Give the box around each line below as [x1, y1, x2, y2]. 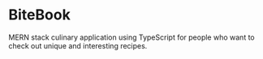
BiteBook [8, 6, 71, 24]
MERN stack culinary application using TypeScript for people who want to [8, 32, 255, 42]
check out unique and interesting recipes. [8, 40, 148, 50]
